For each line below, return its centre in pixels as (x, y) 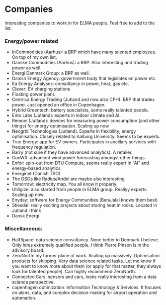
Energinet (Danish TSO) (36, 174)
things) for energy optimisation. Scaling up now (60, 126)
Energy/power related (31, 41)
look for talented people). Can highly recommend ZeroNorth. (74, 271)
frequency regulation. (34, 147)
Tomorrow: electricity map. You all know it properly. (65, 184)
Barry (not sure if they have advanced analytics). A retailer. (72, 152)
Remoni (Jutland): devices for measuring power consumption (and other (86, 121)
